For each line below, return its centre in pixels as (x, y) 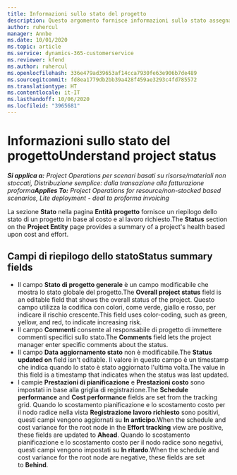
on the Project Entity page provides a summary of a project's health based (116, 226)
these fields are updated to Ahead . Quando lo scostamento (104, 435)
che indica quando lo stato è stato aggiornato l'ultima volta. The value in (121, 367)
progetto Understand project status (112, 156)
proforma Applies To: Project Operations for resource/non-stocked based (114, 190)
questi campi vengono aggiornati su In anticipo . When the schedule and (122, 420)
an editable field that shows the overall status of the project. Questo (116, 299)
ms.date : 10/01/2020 (38, 40)
